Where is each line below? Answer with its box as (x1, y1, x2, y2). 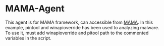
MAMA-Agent (5, 3, 65, 14)
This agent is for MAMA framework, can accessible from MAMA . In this (5, 19, 153, 25)
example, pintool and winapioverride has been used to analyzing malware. (5, 24, 159, 30)
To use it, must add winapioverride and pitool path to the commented (5, 30, 149, 36)
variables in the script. (5, 35, 51, 41)
